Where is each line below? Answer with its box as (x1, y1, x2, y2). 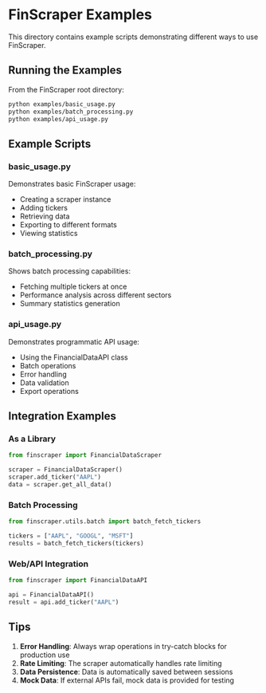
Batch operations (19, 360, 76, 370)
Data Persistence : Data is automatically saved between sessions (19, 667, 233, 676)
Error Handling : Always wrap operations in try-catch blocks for (19, 641, 227, 651)
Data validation (19, 377, 69, 388)
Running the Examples (8, 64, 122, 77)
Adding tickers (19, 203, 68, 213)
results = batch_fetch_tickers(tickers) (8, 539, 145, 547)
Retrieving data (19, 211, 70, 221)
